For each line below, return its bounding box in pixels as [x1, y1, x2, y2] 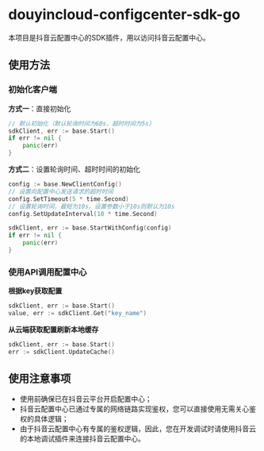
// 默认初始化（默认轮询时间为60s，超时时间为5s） [8, 119, 155, 128]
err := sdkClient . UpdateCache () [8, 348, 115, 356]
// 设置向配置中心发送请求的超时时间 [8, 187, 113, 195]
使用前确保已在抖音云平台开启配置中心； [19, 395, 152, 404]
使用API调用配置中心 [8, 266, 87, 277]
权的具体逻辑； [19, 414, 69, 424]
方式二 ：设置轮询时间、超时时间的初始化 [8, 164, 140, 174]
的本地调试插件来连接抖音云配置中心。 [19, 434, 145, 444]
